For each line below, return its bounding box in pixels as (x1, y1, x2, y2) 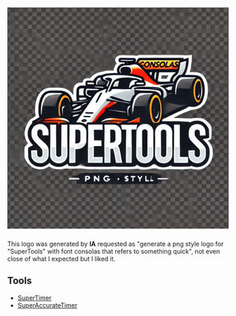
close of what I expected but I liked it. (7, 254, 116, 263)
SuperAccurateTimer (17, 301, 78, 309)
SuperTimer (17, 294, 52, 302)
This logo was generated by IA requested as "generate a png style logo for (7, 239, 224, 248)
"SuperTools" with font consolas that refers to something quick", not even (7, 246, 220, 256)
